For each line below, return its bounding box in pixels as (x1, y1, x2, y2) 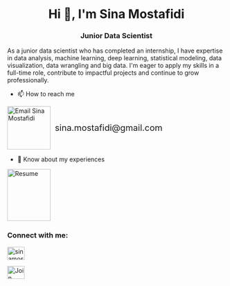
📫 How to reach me (17, 90, 75, 98)
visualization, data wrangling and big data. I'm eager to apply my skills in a (7, 62, 220, 70)
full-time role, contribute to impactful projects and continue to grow (7, 69, 200, 77)
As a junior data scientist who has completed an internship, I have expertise (7, 46, 223, 55)
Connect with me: (7, 231, 69, 240)
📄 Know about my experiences (17, 155, 105, 163)
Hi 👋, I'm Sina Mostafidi (48, 6, 185, 22)
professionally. (7, 76, 49, 84)
